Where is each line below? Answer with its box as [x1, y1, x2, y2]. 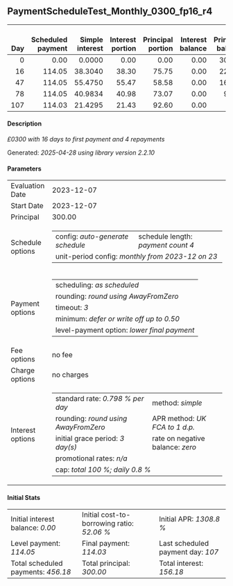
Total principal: [82, 558, 130, 568]
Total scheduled [10, 558, 63, 568]
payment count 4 [138, 241, 194, 250]
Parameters [7, 164, 42, 173]
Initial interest [10, 515, 55, 524]
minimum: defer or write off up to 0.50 [55, 314, 180, 324]
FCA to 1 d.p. [152, 422, 196, 432]
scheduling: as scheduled [55, 280, 139, 290]
